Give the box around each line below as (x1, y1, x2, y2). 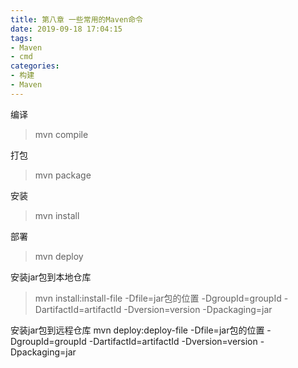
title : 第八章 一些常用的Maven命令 (10, 14, 143, 25)
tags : (10, 33, 33, 43)
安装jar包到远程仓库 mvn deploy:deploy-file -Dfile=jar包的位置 (10, 324, 265, 336)
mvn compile (34, 128, 89, 140)
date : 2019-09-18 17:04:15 (10, 24, 123, 34)
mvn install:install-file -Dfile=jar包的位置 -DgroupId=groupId (34, 292, 282, 304)
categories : (10, 61, 60, 71)
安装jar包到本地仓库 (10, 271, 92, 283)
